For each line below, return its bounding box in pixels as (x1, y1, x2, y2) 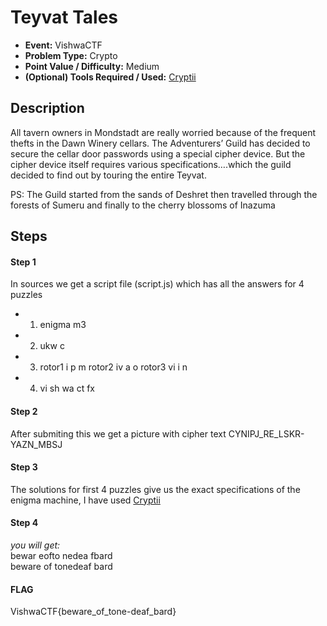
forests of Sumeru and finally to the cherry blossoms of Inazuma (10, 199, 276, 211)
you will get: (10, 539, 61, 551)
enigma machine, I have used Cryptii (10, 494, 161, 506)
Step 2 (10, 405, 38, 417)
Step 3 (10, 461, 38, 473)
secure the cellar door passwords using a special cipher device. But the (10, 147, 306, 160)
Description (10, 100, 85, 117)
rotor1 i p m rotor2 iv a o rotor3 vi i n (39, 361, 188, 373)
